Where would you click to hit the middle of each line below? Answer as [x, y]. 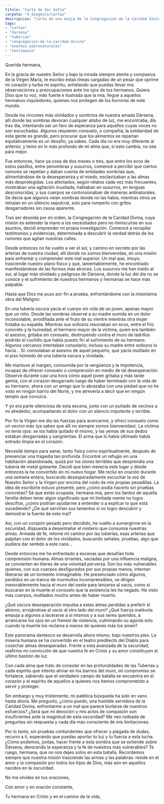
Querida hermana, [23, 65]
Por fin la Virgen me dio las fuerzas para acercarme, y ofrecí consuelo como [82, 421]
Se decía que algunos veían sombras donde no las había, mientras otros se [81, 197]
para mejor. [17, 151]
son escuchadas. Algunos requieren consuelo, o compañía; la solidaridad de [82, 131]
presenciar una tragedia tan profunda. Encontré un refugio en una [71, 456]
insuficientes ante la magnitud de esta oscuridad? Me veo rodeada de [75, 717]
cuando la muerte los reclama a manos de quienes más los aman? [71, 625]
